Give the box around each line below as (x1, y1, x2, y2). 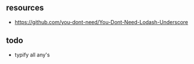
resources (6, 3, 44, 13)
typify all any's (14, 51, 50, 58)
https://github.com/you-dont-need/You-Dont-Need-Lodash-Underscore (14, 18, 189, 25)
